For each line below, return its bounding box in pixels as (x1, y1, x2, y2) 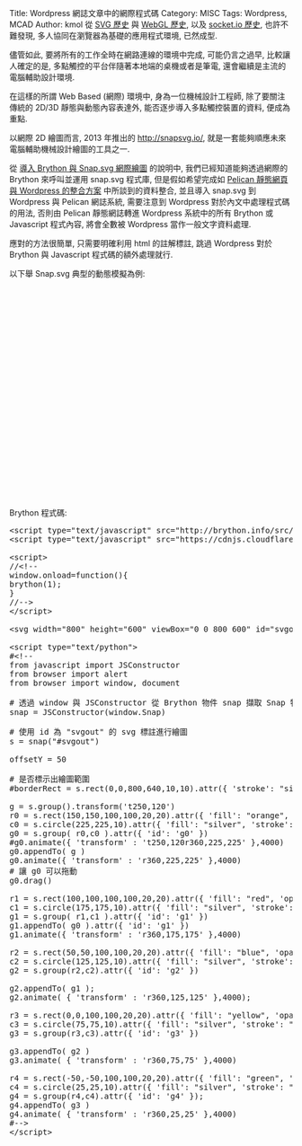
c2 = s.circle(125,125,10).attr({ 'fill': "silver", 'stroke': (9, 956, 294, 966)
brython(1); (9, 579, 62, 589)
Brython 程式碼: (9, 507, 67, 518)
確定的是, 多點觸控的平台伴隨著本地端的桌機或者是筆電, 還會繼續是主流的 (16, 61, 286, 71)
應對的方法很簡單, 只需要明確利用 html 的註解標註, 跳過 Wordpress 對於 (9, 238, 272, 249)
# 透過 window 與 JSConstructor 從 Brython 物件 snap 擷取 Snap (9, 698, 286, 708)
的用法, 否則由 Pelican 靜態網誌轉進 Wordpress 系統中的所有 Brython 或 (9, 207, 274, 218)
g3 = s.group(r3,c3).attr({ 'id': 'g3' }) (9, 1028, 200, 1038)
